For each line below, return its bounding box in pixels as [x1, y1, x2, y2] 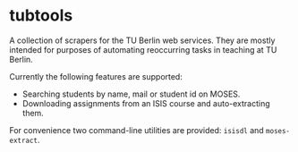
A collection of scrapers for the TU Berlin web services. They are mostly [9, 35, 276, 46]
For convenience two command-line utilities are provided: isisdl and [9, 124, 264, 135]
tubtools [9, 5, 73, 26]
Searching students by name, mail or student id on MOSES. [21, 89, 241, 99]
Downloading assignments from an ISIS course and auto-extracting [21, 97, 270, 108]
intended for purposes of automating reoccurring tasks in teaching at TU [9, 44, 277, 55]
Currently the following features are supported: [9, 71, 183, 81]
